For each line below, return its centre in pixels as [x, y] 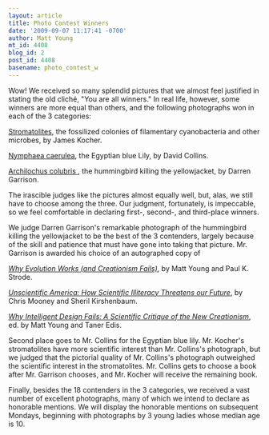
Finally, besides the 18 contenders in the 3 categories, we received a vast [129, 389]
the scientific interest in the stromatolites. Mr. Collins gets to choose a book [132, 365]
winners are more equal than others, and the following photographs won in [131, 107]
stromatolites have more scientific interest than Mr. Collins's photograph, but [134, 349]
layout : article [35, 16]
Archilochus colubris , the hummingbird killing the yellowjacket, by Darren [130, 171]
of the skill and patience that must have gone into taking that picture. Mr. [128, 244]
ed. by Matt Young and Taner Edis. [65, 325]
